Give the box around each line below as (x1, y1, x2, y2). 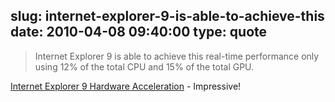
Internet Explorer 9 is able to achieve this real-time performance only (34, 50, 320, 62)
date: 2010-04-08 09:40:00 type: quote (10, 24, 268, 41)
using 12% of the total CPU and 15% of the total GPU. (34, 60, 255, 73)
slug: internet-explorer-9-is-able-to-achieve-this (10, 8, 325, 25)
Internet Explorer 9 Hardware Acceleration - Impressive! (10, 80, 242, 92)
